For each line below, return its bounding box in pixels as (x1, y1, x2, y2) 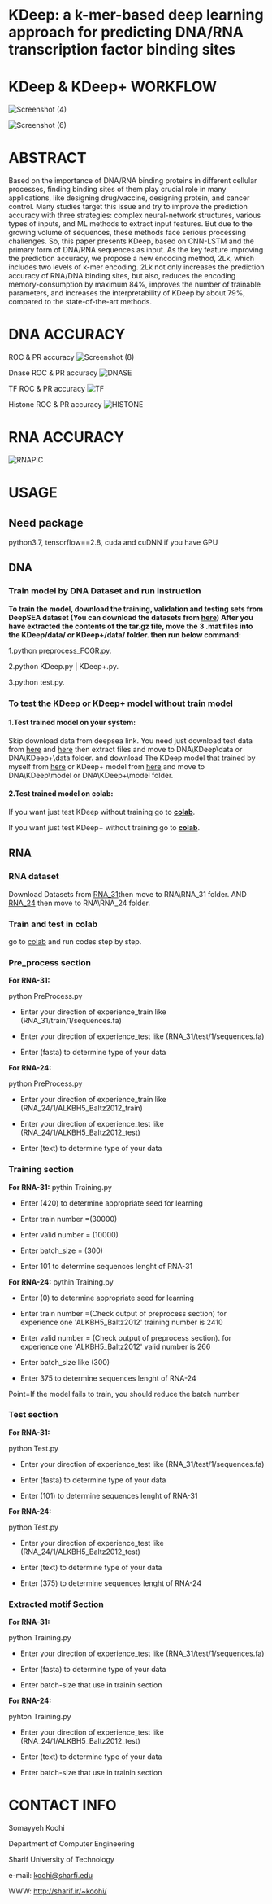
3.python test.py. (8, 677, 65, 687)
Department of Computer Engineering (8, 1839, 136, 1849)
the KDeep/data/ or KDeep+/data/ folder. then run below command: (8, 629, 242, 640)
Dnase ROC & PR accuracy (8, 368, 98, 378)
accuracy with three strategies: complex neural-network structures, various (8, 210, 261, 221)
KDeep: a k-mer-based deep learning (8, 6, 264, 24)
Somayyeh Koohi (8, 1823, 65, 1833)
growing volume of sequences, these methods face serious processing (8, 228, 246, 238)
